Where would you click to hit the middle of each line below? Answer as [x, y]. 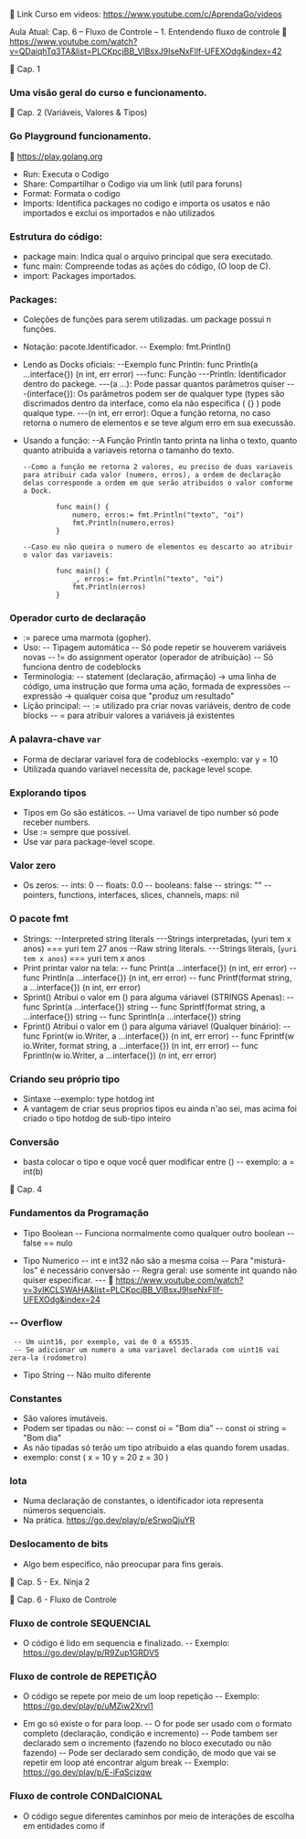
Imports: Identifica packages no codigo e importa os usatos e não [147, 203]
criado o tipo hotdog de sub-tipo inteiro [97, 1118]
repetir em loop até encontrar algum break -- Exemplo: [126, 1763]
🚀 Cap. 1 [25, 69]
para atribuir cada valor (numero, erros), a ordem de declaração [152, 476]
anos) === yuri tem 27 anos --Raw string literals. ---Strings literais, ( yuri [160, 948]
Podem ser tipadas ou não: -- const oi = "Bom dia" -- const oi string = [154, 1428]
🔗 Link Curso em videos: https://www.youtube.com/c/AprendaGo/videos [146, 14]
